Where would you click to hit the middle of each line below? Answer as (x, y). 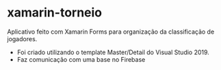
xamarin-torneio (55, 13)
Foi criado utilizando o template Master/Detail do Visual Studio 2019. (113, 52)
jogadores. (22, 38)
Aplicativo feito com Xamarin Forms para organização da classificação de (111, 32)
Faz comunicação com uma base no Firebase (81, 59)
